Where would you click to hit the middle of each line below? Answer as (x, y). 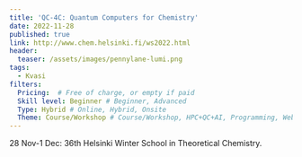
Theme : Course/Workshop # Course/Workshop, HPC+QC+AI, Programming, (148, 118)
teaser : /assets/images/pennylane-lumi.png (100, 59)
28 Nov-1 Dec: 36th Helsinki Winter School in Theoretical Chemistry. (136, 144)
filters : (26, 84)
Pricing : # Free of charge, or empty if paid (106, 92)
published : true (40, 34)
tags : (19, 68)
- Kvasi (32, 76)
